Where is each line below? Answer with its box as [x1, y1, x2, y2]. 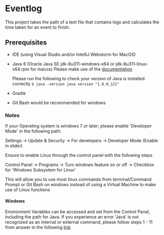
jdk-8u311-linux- [116, 61, 148, 66]
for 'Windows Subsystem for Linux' [5, 167, 76, 173]
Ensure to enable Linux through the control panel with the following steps [5, 152, 153, 158]
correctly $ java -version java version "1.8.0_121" [12, 81, 120, 86]
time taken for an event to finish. [5, 24, 70, 30]
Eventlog [5, 3, 43, 14]
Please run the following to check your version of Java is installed [12, 75, 145, 81]
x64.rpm [12, 66, 30, 72]
